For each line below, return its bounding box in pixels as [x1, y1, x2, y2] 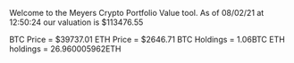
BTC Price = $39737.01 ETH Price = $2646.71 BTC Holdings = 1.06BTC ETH [9, 35, 286, 44]
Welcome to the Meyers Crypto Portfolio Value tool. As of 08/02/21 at [9, 8, 265, 18]
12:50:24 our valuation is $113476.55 [9, 17, 144, 28]
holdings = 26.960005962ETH [9, 43, 122, 54]
